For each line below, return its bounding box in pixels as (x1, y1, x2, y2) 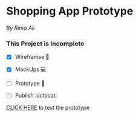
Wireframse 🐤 (15, 53, 50, 61)
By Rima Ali (6, 24, 35, 32)
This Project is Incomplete (6, 39, 85, 48)
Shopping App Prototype (6, 4, 134, 18)
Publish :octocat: (15, 92, 57, 99)
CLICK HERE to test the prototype (6, 104, 90, 112)
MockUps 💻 (15, 65, 47, 73)
